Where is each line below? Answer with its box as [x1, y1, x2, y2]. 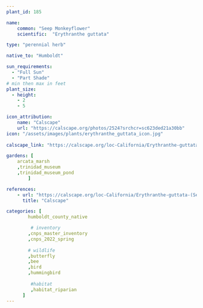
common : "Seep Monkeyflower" [17, 25, 91, 31]
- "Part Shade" [11, 75, 50, 81]
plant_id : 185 [6, 8, 42, 15]
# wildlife [28, 247, 56, 254]
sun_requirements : [6, 64, 53, 70]
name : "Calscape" [17, 120, 61, 126]
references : [6, 186, 36, 192]
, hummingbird [28, 270, 61, 276]
